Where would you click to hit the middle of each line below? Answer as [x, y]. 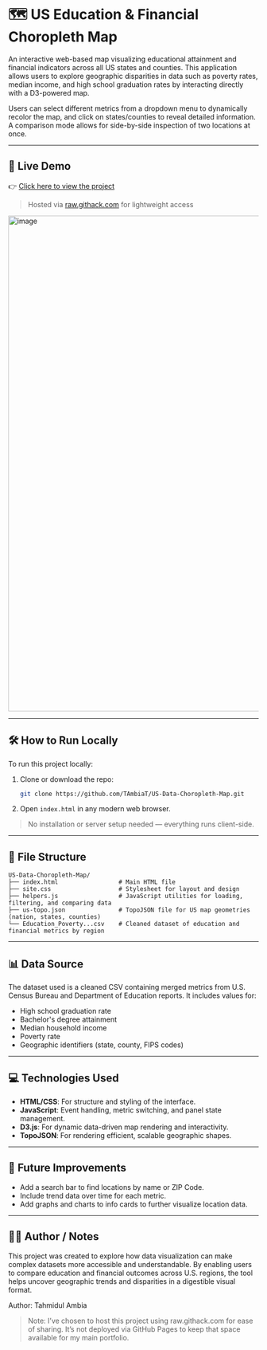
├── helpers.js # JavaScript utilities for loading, [126, 897]
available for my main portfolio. [78, 1337]
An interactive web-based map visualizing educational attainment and [122, 59]
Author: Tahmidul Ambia [48, 1305]
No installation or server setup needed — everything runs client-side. [141, 824]
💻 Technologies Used [64, 1079]
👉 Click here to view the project [62, 186]
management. [43, 1118]
